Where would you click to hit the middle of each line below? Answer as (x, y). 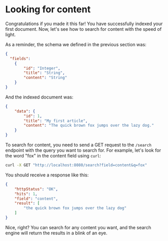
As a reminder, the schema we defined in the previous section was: (76, 44)
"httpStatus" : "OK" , (36, 189)
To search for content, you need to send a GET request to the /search (78, 145)
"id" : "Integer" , (42, 68)
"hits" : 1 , (26, 194)
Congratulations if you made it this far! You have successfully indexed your (84, 24)
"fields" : (20, 58)
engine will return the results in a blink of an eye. (56, 233)
